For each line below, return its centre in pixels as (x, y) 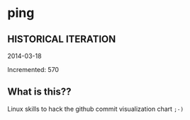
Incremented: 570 (33, 70)
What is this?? (39, 92)
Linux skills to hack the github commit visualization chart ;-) (96, 109)
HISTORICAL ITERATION (62, 39)
